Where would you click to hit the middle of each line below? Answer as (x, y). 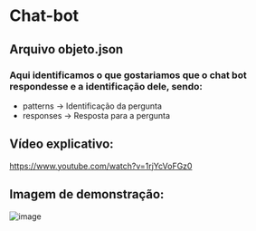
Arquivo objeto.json (66, 49)
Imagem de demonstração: (87, 194)
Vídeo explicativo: (62, 144)
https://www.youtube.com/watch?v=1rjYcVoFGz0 (101, 166)
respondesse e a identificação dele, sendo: (106, 86)
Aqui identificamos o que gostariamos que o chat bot (128, 75)
